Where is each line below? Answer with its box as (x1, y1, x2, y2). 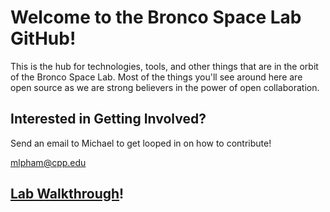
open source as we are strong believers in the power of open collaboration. (10, 81, 320, 93)
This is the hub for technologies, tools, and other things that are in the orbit (10, 60, 319, 72)
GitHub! (10, 27, 77, 50)
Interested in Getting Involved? (10, 111, 207, 128)
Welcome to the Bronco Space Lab (10, 6, 302, 29)
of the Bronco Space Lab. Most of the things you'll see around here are (10, 71, 303, 83)
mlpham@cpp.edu (10, 156, 87, 168)
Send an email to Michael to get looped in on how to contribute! (10, 137, 272, 149)
